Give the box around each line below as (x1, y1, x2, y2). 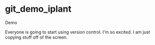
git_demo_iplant (5, 3, 72, 15)
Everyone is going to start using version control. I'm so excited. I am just (5, 29, 150, 35)
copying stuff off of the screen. (5, 34, 68, 40)
